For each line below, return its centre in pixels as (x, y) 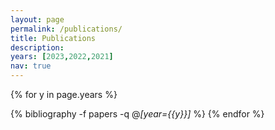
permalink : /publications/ (66, 29)
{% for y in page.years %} (64, 94)
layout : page (37, 19)
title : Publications (53, 38)
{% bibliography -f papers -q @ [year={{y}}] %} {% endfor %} (137, 114)
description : (37, 47)
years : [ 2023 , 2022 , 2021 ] (62, 57)
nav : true (31, 66)
